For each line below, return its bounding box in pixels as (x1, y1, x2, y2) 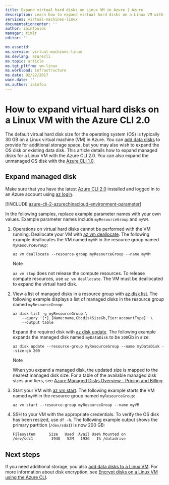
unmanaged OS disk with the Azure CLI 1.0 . (5, 158, 95, 164)
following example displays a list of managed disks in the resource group (12, 296, 164, 302)
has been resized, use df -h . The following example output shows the (12, 417, 158, 423)
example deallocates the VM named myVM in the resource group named (12, 236, 159, 242)
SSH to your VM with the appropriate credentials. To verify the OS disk (12, 411, 159, 417)
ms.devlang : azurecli (5, 54, 51, 59)
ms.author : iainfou (5, 82, 46, 87)
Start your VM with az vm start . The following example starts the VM (12, 387, 155, 393)
